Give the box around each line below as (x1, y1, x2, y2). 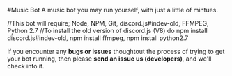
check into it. (7, 62, 45, 70)
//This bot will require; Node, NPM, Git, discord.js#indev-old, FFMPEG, (7, 19, 209, 27)
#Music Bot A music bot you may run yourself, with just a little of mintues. (7, 6, 218, 14)
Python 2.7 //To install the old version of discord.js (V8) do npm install (7, 27, 208, 35)
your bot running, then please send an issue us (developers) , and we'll (7, 55, 212, 63)
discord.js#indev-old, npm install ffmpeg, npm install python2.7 (7, 34, 189, 42)
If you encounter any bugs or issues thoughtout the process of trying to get (7, 48, 225, 55)
